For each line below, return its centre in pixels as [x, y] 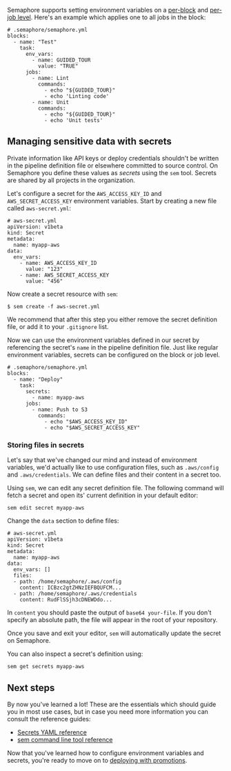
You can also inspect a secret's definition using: [75, 654]
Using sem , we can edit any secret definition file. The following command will [115, 488]
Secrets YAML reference [52, 732]
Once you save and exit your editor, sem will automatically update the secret [114, 633]
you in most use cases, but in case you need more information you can [108, 711]
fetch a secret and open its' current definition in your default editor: [103, 495]
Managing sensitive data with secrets [90, 142]
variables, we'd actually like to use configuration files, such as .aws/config [113, 468]
